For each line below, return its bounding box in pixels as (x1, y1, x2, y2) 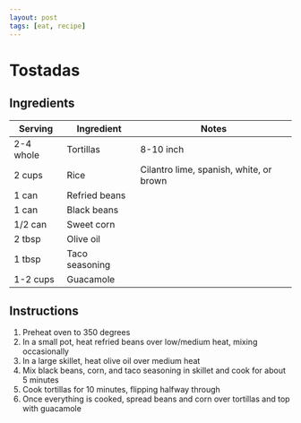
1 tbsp (13, 253, 41, 265)
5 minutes (21, 375, 60, 385)
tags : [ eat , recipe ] (9, 22, 87, 30)
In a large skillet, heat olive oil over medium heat (21, 356, 201, 367)
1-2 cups (13, 272, 56, 285)
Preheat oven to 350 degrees (21, 327, 131, 338)
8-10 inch (140, 142, 185, 155)
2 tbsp (13, 232, 41, 245)
